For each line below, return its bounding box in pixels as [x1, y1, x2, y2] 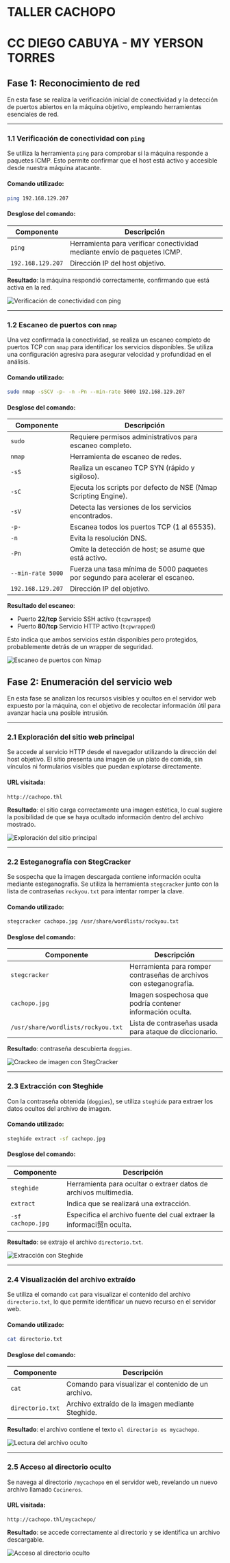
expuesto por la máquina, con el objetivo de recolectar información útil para [7, 701, 221, 710]
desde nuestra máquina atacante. [7, 164, 102, 172]
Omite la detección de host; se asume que [69, 545, 205, 554]
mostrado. [7, 820, 36, 828]
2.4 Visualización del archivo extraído [7, 1274, 136, 1284]
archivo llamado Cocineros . [7, 1485, 84, 1493]
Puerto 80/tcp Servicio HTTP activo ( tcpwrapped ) [16, 622, 155, 631]
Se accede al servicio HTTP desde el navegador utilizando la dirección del [7, 748, 217, 756]
